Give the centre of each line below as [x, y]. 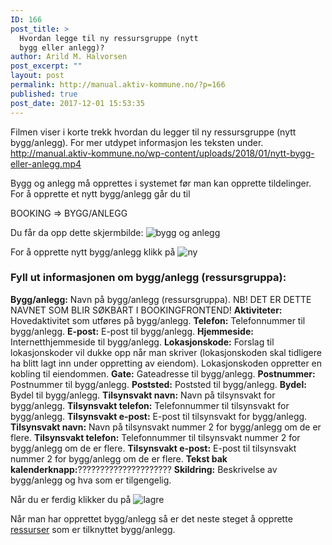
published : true [44, 94]
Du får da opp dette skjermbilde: [77, 232]
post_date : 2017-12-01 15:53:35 [77, 103]
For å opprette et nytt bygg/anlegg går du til [100, 193]
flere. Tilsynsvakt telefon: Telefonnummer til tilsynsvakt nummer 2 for [155, 437]
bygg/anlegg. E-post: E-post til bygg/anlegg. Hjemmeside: [132, 331]
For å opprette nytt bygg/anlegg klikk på [93, 252]
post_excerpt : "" [46, 66]
